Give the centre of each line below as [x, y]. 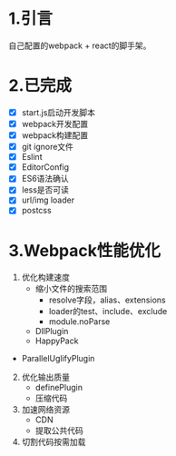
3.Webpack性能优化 [84, 250]
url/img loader [48, 200]
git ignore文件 [48, 147]
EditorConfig [45, 167]
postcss [36, 211]
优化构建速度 [45, 277]
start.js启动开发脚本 [59, 112]
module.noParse [79, 322]
